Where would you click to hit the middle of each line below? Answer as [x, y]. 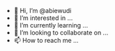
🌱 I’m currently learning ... [51, 25]
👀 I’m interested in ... [43, 18]
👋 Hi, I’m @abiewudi [43, 11]
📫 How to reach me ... [46, 40]
